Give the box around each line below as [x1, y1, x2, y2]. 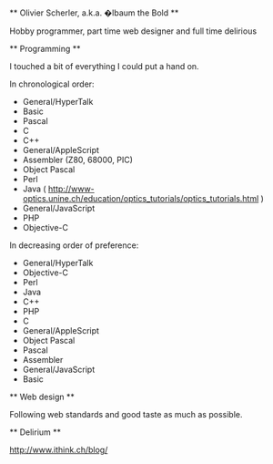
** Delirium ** [9, 427, 62, 438]
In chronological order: [9, 78, 95, 89]
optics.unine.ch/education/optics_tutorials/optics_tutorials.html [22, 193, 259, 203]
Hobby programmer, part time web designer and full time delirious [9, 26, 258, 36]
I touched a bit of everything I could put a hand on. [9, 61, 199, 71]
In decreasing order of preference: [9, 240, 139, 251]
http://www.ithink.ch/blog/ [9, 445, 108, 455]
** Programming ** [9, 44, 81, 54]
